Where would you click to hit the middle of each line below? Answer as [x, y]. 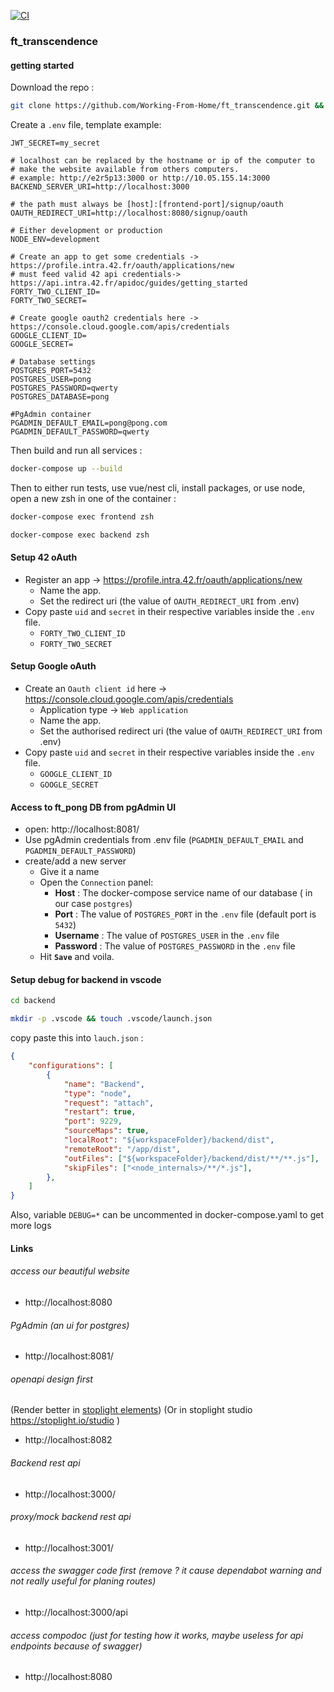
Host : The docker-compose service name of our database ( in [183, 893]
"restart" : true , [100, 1112]
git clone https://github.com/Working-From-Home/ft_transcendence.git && [167, 106]
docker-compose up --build [66, 469]
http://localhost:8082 [68, 1440]
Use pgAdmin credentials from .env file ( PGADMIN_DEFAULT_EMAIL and [164, 840]
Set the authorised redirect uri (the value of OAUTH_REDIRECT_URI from [181, 731]
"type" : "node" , [97, 1093]
